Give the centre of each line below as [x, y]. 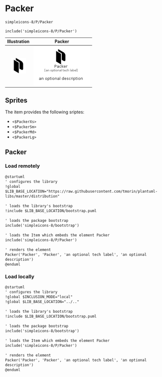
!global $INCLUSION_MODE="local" [39, 297]
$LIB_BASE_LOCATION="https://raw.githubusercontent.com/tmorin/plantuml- [81, 191]
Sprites [16, 100]
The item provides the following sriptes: [45, 112]
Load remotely [23, 166]
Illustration [18, 41]
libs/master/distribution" [32, 196]
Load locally [20, 276]
